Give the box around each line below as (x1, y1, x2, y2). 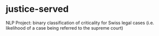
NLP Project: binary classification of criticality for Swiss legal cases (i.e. (6, 20, 154, 26)
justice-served (6, 3, 69, 15)
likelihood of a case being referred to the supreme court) (6, 25, 124, 31)
